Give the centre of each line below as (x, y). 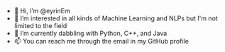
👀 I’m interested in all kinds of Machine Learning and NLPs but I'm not (116, 18)
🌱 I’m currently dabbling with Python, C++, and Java (90, 33)
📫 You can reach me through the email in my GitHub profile (101, 41)
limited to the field (40, 26)
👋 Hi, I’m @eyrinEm (42, 11)
